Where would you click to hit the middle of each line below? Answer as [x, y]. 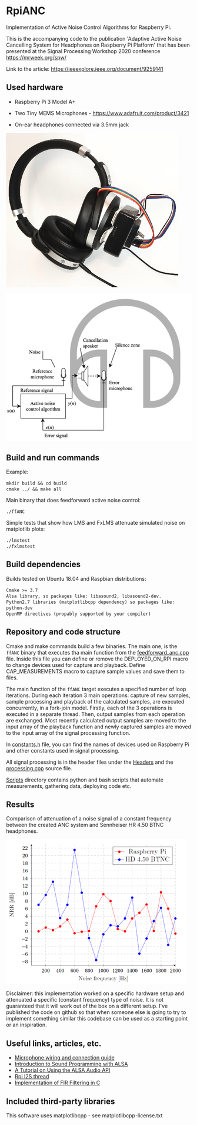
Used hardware [35, 88]
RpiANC [26, 11]
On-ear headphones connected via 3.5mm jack [72, 125]
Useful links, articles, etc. [54, 1043]
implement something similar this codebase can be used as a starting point [97, 1019]
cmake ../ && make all [34, 489]
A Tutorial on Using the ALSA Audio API [62, 1070]
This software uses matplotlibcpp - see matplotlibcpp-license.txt [84, 1116]
